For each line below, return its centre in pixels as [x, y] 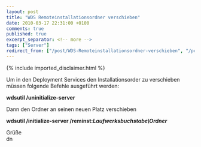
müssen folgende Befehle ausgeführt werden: [63, 86]
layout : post [22, 12]
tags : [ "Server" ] [28, 46]
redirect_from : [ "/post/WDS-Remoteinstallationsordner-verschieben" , [95, 51]
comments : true [25, 28]
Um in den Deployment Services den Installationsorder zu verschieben [93, 79]
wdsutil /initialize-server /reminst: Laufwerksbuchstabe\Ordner [87, 121]
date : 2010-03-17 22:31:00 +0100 [48, 23]
